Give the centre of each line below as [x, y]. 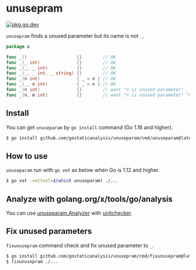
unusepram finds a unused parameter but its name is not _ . [75, 36]
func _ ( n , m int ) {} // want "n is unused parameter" [95, 95]
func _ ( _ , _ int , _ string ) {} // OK [61, 73]
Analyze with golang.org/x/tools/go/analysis [90, 199]
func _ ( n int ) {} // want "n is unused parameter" [95, 90]
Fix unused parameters [49, 231]
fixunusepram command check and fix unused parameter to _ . [80, 245]
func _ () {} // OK [61, 57]
